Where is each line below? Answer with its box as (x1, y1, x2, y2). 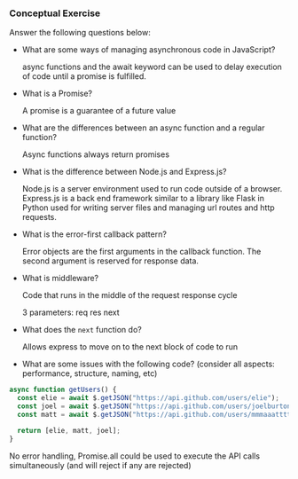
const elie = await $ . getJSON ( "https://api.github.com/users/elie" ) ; (17, 394, 279, 403)
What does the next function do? (21, 325, 142, 335)
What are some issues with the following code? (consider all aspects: (21, 358, 275, 370)
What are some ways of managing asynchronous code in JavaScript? (21, 44, 276, 55)
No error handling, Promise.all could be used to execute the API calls (9, 451, 260, 461)
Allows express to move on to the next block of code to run (21, 342, 239, 352)
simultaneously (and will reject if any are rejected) (9, 459, 192, 470)
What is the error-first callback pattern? (21, 229, 167, 239)
